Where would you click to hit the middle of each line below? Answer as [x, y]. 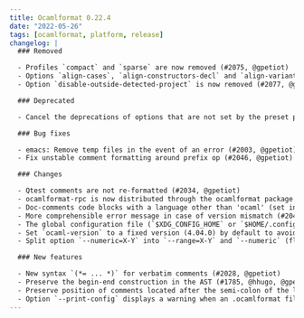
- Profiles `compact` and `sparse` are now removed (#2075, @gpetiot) [153, 68]
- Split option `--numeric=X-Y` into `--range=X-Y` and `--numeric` [149, 241]
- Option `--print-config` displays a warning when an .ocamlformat [149, 299]
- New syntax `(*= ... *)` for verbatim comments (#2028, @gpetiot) [149, 274]
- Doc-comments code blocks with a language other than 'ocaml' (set [151, 207]
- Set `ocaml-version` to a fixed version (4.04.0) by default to [145, 233]
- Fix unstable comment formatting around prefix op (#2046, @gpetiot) [156, 158]
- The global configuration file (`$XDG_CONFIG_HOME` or [127, 224]
